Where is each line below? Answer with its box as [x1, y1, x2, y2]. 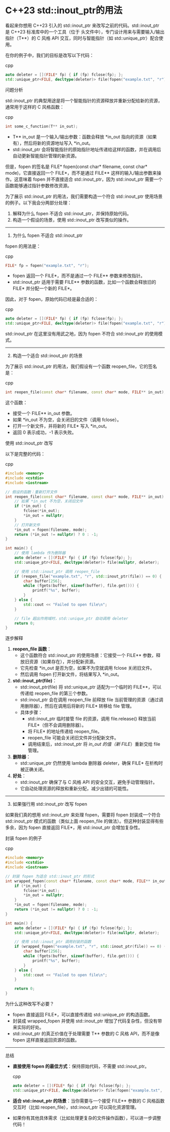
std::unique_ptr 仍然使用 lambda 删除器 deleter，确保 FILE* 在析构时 [20, 760, 163, 766]
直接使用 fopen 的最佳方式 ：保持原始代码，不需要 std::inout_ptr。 [12, 1064, 149, 1070]
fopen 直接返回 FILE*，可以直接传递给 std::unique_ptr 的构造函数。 [12, 1012, 153, 1018]
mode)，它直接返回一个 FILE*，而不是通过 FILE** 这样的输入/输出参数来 [5, 169, 157, 176]
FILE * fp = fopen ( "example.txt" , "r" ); [5, 263, 90, 268]
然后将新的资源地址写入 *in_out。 [23, 140, 94, 146]
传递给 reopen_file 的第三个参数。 [20, 691, 91, 697]
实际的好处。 [17, 1024, 44, 1031]
